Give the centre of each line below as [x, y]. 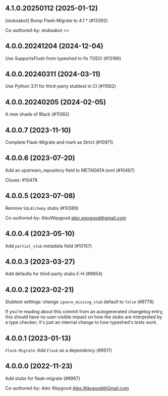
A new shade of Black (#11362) [37, 114]
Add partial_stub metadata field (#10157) [49, 246]
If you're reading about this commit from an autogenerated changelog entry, [85, 312]
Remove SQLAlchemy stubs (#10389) [42, 208]
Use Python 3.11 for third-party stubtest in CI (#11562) [61, 86]
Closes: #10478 [21, 180]
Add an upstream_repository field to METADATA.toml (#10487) [70, 170]
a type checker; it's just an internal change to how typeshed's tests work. [81, 322]
